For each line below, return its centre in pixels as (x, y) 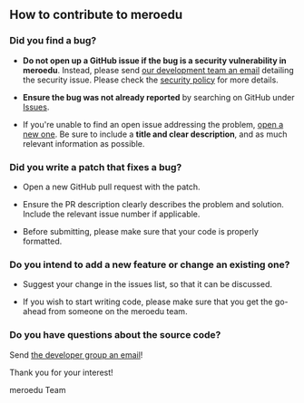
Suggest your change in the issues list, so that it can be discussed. (147, 284)
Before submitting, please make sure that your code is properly (140, 231)
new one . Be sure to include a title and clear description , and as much (155, 134)
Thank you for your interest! (61, 372)
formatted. (42, 241)
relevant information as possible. (83, 143)
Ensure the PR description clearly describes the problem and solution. (153, 204)
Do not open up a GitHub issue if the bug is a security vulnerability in (154, 60)
